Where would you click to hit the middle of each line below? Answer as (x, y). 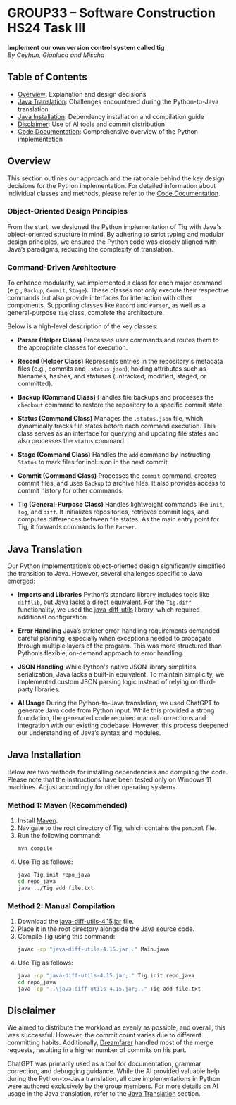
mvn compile (35, 848)
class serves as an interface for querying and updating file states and (118, 433)
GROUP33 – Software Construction (112, 13)
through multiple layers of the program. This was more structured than (119, 646)
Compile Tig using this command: (66, 936)
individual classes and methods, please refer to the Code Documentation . (114, 193)
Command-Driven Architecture (62, 267)
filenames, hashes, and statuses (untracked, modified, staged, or (112, 376)
